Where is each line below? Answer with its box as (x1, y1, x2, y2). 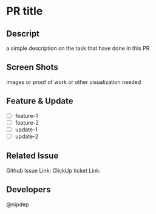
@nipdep (6, 201, 29, 208)
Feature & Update (6, 96, 74, 106)
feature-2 (15, 119, 39, 126)
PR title (6, 4, 43, 18)
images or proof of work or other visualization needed (6, 78, 141, 86)
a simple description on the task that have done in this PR (6, 44, 150, 52)
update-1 (15, 126, 38, 133)
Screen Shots (6, 62, 59, 72)
